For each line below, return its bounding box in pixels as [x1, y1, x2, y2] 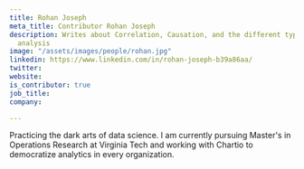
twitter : [9, 64, 43, 73]
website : [9, 72, 43, 81]
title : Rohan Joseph [9, 13, 88, 23]
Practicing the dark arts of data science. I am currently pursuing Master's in [9, 130, 291, 141]
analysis [17, 38, 51, 48]
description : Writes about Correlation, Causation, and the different [9, 30, 281, 39]
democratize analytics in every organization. [9, 149, 175, 160]
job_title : [9, 89, 51, 98]
